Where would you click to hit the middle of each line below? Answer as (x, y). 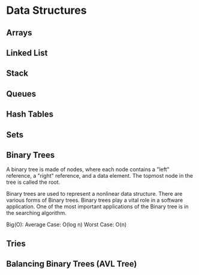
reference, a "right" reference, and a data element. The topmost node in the (100, 176)
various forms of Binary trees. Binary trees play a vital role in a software (95, 200)
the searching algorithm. (37, 213)
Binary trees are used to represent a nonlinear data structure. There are (94, 194)
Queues (21, 94)
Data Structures (46, 11)
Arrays (19, 33)
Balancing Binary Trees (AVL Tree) (72, 264)
